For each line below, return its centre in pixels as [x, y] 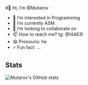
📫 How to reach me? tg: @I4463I [48, 34]
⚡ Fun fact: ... [26, 47]
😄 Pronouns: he [30, 41]
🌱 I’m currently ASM [34, 23]
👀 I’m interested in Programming [46, 18]
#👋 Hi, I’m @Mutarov [27, 8]
